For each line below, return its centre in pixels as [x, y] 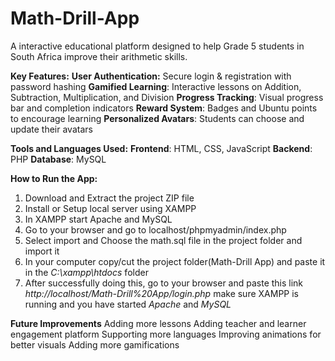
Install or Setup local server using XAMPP [110, 208]
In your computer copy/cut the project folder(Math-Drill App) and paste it [175, 261]
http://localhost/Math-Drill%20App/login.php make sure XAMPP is [161, 293]
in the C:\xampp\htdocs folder [86, 272]
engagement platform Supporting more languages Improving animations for [166, 334]
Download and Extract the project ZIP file [109, 198]
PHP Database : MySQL [58, 159]
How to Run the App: [54, 178]
